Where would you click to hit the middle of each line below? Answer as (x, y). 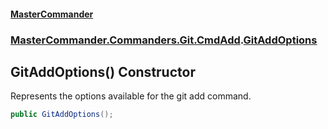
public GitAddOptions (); (62, 115)
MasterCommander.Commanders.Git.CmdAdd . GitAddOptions (164, 40)
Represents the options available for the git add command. (131, 96)
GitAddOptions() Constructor (103, 71)
